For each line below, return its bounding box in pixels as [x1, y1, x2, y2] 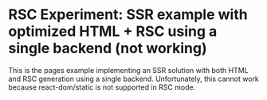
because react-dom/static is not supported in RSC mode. [8, 82, 196, 92]
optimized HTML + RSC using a [8, 22, 218, 40]
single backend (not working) [8, 40, 207, 57]
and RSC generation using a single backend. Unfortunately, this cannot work [8, 74, 259, 83]
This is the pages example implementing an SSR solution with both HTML [8, 65, 249, 75]
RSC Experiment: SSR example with [8, 6, 249, 24]
